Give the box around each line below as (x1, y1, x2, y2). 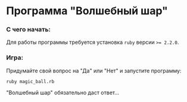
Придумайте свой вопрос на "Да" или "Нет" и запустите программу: (6, 67, 182, 74)
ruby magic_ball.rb (6, 78, 55, 84)
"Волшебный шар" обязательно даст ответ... (6, 89, 120, 96)
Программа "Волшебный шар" (6, 4, 168, 18)
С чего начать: (6, 26, 51, 34)
